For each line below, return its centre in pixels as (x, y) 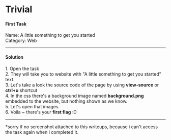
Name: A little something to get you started (50, 35)
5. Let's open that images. (33, 106)
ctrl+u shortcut (21, 90)
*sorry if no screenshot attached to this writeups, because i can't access (82, 127)
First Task (16, 24)
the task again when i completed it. (42, 132)
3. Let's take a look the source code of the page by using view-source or (82, 85)
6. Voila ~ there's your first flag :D (41, 112)
